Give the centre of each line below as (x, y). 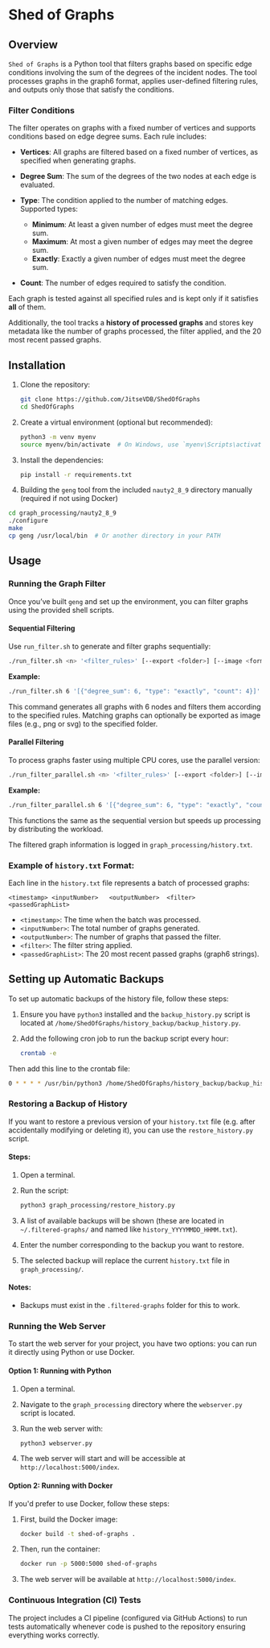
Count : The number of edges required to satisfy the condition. (123, 283)
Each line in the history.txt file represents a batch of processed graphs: (129, 883)
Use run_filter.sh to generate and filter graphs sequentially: (110, 646)
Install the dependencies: (62, 460)
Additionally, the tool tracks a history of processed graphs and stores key (131, 323)
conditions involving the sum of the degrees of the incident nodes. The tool (133, 72)
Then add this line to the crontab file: (69, 1068)
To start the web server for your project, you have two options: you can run (133, 1344)
